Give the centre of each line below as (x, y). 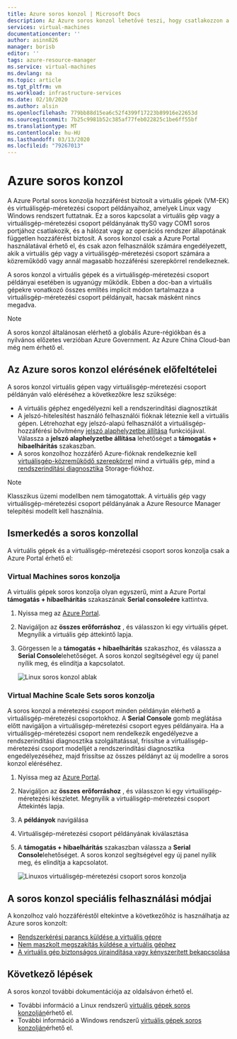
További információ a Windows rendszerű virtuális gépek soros (109, 1020)
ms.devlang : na (30, 73)
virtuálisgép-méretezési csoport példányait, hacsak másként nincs (104, 297)
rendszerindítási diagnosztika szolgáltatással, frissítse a (88, 741)
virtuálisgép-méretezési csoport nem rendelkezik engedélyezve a (103, 733)
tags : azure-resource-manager (52, 60)
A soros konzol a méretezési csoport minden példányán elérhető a (104, 711)
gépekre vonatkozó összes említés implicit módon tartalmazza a (101, 290)
